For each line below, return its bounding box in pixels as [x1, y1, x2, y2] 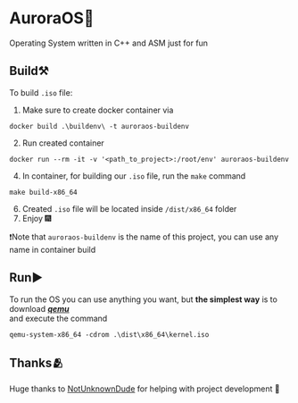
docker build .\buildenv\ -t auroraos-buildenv [9, 122, 190, 130]
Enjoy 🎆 [21, 213, 52, 223]
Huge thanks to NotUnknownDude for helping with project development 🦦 [9, 383, 280, 394]
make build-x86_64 [9, 188, 78, 197]
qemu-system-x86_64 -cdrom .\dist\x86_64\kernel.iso [9, 330, 210, 339]
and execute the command [9, 313, 108, 323]
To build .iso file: [9, 87, 73, 97]
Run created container [21, 138, 104, 148]
